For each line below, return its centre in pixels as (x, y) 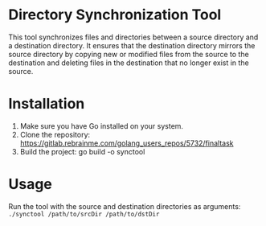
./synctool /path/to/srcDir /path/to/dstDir (84, 214)
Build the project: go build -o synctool (82, 151)
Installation (47, 104)
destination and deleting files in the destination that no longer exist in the (129, 63)
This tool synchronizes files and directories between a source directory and (133, 37)
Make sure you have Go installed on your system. (101, 125)
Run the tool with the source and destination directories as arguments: (125, 206)
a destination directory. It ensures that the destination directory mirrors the (132, 45)
